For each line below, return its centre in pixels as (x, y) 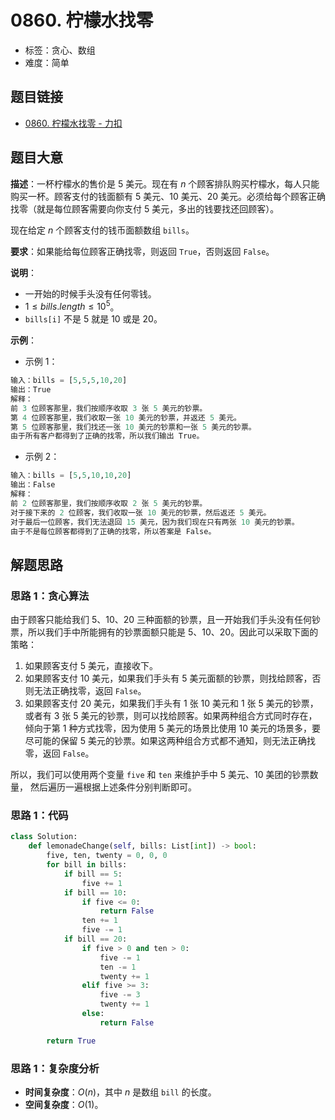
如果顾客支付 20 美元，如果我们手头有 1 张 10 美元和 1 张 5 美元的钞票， (171, 703)
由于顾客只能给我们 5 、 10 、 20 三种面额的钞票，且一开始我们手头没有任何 (161, 620)
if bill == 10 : (95, 892)
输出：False (33, 485)
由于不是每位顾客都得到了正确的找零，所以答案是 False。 (113, 531)
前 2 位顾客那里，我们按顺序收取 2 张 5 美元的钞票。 (109, 503)
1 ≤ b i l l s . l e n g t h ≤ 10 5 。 (72, 306)
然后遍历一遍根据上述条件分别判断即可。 (113, 787)
